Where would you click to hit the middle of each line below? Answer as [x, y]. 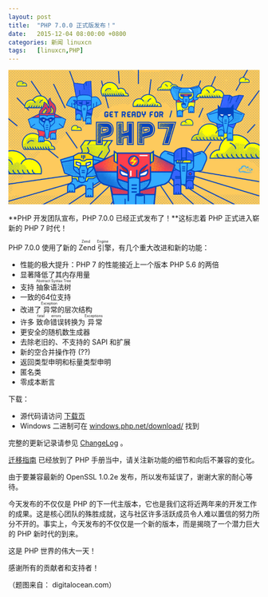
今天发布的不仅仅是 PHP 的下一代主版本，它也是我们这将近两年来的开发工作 [133, 503]
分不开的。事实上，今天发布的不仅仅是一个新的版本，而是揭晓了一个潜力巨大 [134, 523]
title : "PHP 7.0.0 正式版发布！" [62, 25]
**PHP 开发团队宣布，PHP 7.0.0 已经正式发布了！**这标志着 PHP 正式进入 [130, 218]
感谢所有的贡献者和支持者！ [54, 567]
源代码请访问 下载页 [52, 416]
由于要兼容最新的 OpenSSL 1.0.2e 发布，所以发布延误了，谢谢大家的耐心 [127, 476]
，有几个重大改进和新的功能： [160, 247]
